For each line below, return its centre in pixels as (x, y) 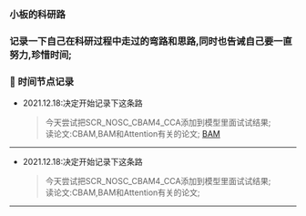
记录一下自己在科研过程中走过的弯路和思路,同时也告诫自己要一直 (151, 41)
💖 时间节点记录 (42, 81)
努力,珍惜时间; (41, 55)
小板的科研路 (38, 14)
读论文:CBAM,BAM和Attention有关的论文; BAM (133, 134)
